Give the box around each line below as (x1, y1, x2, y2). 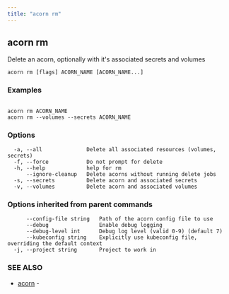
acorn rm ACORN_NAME (7, 107, 69, 114)
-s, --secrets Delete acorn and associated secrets (13, 177, 198, 184)
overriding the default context (7, 240, 102, 247)
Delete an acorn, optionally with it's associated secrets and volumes (7, 55, 206, 64)
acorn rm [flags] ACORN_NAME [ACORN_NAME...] (7, 69, 143, 76)
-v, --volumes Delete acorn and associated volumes (13, 183, 198, 191)
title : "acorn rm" (7, 10, 61, 18)
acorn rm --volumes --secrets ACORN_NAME (7, 114, 131, 121)
